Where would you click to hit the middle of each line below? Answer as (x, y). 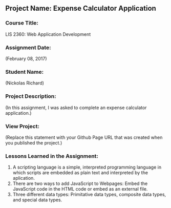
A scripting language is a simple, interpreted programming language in (87, 167)
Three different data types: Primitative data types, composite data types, (89, 195)
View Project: (23, 126)
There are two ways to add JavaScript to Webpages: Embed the (80, 183)
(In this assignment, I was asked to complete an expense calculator (76, 108)
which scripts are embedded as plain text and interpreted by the (80, 173)
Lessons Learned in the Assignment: (52, 156)
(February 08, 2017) (26, 58)
